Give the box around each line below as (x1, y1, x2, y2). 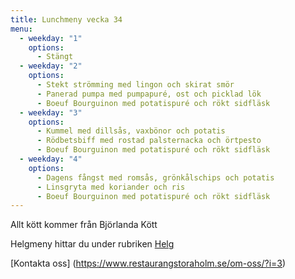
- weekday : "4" (19, 154, 83, 164)
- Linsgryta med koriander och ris (36, 182, 186, 192)
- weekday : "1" (19, 33, 83, 43)
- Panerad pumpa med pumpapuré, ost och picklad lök (36, 89, 262, 99)
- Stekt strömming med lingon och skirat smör (36, 80, 235, 90)
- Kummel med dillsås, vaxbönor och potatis (36, 126, 226, 136)
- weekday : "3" (19, 107, 83, 118)
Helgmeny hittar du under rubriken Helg (10, 238, 175, 250)
